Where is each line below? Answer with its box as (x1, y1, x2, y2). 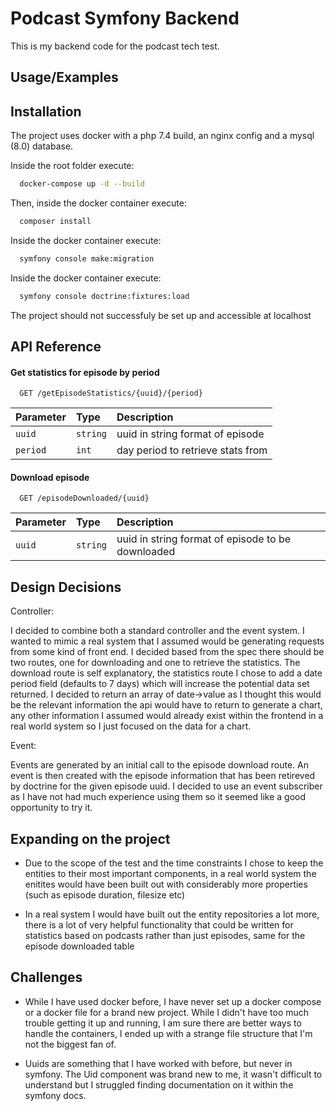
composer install (19, 217, 92, 227)
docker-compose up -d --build (19, 179, 145, 189)
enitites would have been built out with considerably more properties (24, 878, 308, 891)
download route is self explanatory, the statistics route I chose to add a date (10, 667, 323, 679)
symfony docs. (24, 1089, 87, 1101)
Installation (10, 103, 82, 120)
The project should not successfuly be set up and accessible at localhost (10, 309, 312, 321)
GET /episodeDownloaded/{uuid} (19, 493, 150, 504)
